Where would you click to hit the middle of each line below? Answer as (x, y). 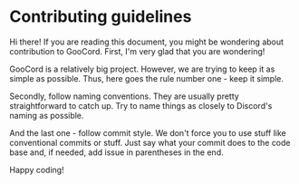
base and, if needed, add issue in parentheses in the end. (116, 152)
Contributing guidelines (101, 17)
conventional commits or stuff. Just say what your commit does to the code (150, 142)
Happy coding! (37, 169)
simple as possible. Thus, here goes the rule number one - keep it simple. (146, 78)
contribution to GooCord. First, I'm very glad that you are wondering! (137, 51)
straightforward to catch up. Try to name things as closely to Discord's (141, 105)
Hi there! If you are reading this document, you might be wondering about (146, 42)
